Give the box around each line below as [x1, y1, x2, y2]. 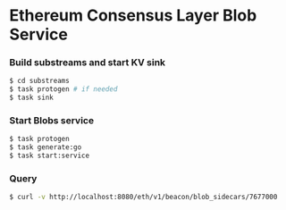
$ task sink [9, 93, 54, 103]
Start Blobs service [9, 114, 95, 127]
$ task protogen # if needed [9, 85, 118, 94]
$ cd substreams [9, 77, 70, 86]
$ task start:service [9, 151, 90, 161]
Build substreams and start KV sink [9, 56, 166, 69]
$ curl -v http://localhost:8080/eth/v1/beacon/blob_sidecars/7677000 [9, 193, 278, 202]
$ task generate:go [9, 143, 82, 152]
